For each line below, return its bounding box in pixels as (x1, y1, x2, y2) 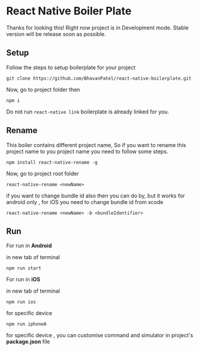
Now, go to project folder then (6, 86, 80, 93)
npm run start (6, 265, 42, 271)
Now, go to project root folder (6, 170, 79, 177)
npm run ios (6, 299, 36, 305)
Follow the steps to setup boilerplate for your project (6, 64, 136, 71)
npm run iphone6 (6, 321, 47, 328)
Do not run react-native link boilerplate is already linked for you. (6, 108, 170, 115)
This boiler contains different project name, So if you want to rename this (6, 141, 186, 148)
